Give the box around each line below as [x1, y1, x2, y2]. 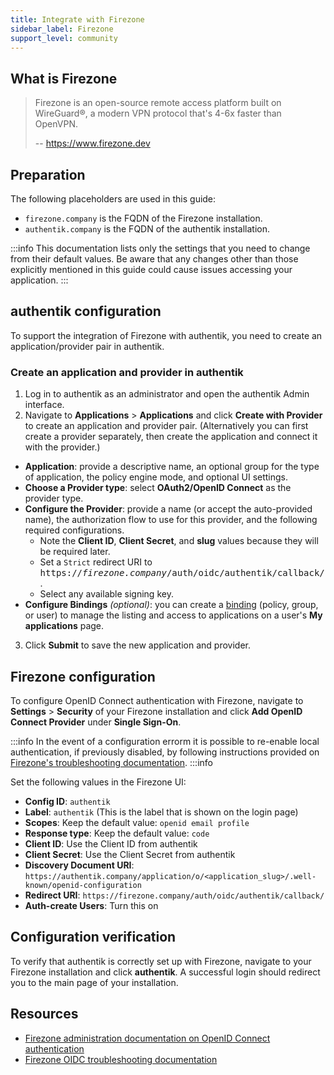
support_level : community [10, 33, 118, 43]
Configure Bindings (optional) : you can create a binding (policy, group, [24, 599, 319, 611]
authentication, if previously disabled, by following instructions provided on [10, 746, 320, 758]
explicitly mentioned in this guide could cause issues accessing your [10, 264, 293, 275]
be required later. [39, 546, 111, 558]
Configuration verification [10, 929, 177, 946]
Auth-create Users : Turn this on [24, 899, 159, 911]
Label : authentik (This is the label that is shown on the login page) [24, 806, 299, 818]
